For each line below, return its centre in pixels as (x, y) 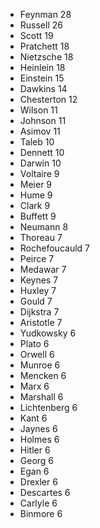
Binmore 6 (41, 513)
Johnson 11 (43, 120)
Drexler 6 (38, 482)
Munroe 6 (40, 365)
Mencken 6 (43, 375)
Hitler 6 (35, 450)
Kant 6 (33, 418)
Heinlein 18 (42, 67)
